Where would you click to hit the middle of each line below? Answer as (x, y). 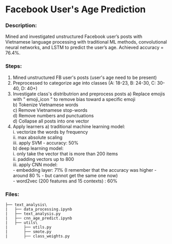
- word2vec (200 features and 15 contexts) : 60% (65, 181)
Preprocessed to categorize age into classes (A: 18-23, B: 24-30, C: (84, 83)
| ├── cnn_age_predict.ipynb (39, 218)
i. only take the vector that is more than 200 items (65, 154)
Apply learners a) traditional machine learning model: (69, 126)
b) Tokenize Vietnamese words (45, 105)
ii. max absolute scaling (37, 137)
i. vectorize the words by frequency (50, 132)
